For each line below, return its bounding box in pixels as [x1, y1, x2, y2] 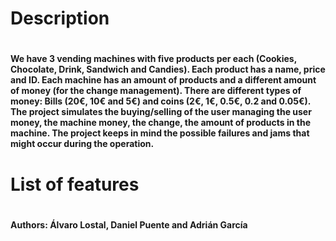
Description [10, 7, 110, 30]
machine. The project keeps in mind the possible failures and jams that [10, 127, 310, 139]
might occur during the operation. [10, 138, 155, 150]
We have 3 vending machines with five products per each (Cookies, [10, 53, 297, 65]
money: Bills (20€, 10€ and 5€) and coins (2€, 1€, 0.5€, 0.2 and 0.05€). [10, 95, 312, 107]
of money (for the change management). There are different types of [10, 85, 302, 97]
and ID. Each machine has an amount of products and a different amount [10, 74, 317, 86]
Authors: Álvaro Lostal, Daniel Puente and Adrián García [10, 218, 248, 231]
